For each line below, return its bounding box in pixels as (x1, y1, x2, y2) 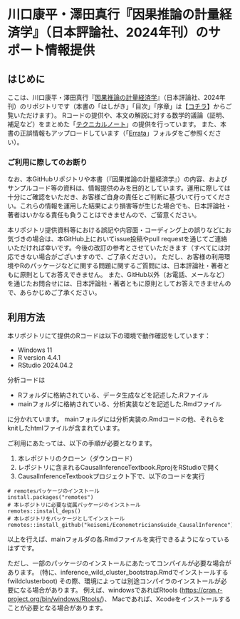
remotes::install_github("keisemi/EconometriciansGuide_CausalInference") (7, 522, 234, 529)
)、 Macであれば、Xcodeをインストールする (102, 595, 231, 603)
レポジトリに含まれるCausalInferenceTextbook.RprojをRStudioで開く (17, 463, 221, 472)
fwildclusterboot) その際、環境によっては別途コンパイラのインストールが (7, 577, 221, 585)
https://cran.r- (181, 586, 223, 595)
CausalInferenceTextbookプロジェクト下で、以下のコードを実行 (17, 472, 205, 480)
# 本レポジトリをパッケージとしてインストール (7, 515, 125, 523)
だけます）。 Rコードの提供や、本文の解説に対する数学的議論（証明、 (26, 111, 229, 119)
